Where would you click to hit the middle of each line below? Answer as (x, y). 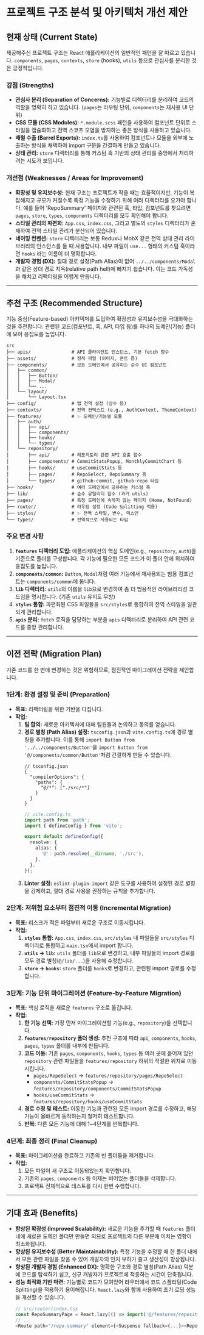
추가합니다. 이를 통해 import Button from (85, 739)
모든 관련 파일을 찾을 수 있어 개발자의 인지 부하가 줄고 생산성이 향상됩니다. (109, 1259)
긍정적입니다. (28, 68)
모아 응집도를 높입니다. (39, 334)
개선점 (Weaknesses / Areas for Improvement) (75, 178)
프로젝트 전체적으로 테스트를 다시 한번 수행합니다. (83, 1186)
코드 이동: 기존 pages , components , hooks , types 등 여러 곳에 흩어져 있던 (109, 1053)
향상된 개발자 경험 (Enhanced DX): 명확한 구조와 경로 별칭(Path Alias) (99, 1267)
